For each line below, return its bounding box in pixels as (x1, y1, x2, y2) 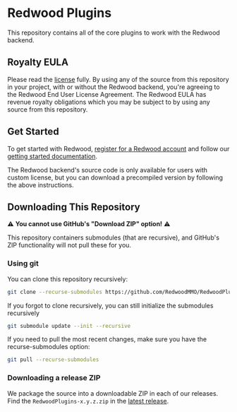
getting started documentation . (7, 152, 97, 160)
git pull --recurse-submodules (7, 356, 99, 363)
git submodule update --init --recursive (7, 322, 131, 329)
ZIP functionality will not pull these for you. (7, 241, 132, 249)
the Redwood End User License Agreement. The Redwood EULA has (7, 90, 207, 98)
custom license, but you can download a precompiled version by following (7, 173, 224, 182)
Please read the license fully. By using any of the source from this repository (7, 75, 229, 83)
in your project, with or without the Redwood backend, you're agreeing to (7, 83, 220, 91)
